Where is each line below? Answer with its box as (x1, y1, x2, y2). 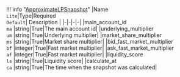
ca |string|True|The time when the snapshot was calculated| (6, 64, 157, 71)
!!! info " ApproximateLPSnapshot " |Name (6, 6, 109, 13)
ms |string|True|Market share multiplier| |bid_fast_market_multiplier (6, 38, 173, 45)
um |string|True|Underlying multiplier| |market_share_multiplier (6, 32, 162, 39)
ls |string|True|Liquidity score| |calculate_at (6, 58, 117, 64)
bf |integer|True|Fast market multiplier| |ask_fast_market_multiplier (6, 44, 174, 52)
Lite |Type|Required (6, 12, 56, 19)
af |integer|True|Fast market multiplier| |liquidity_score (6, 51, 143, 58)
